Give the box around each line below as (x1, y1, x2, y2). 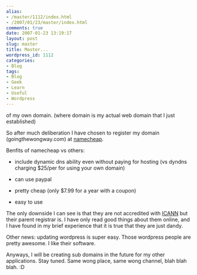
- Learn (6, 85, 25, 91)
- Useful (6, 90, 28, 96)
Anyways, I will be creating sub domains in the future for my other (6, 251, 165, 258)
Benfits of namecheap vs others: (6, 147, 85, 154)
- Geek (6, 80, 22, 85)
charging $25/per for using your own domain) (14, 164, 125, 171)
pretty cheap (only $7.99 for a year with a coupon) (14, 187, 137, 194)
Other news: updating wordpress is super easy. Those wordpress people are (6, 233, 191, 240)
